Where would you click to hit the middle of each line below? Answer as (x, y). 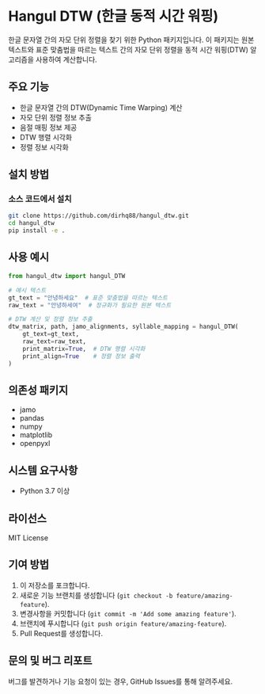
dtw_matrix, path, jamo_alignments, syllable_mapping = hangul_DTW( (123, 327)
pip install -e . (37, 231)
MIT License (28, 538)
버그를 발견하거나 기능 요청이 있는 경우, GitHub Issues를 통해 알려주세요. (121, 681)
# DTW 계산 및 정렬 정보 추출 (51, 319)
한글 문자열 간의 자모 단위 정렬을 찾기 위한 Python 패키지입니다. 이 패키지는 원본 (131, 40)
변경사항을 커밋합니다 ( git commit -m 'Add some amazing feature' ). (128, 613)
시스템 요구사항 (43, 470)
